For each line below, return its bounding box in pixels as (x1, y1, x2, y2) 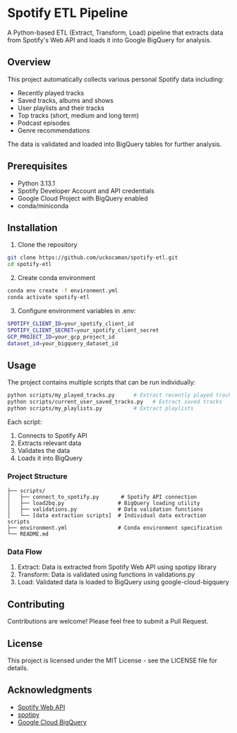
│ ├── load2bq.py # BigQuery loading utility (7, 499, 200, 507)
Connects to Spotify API (17, 431, 87, 440)
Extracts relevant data (17, 439, 82, 447)
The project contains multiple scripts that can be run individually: (7, 378, 196, 387)
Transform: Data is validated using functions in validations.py (17, 570, 195, 579)
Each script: (7, 418, 42, 426)
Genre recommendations (17, 126, 90, 135)
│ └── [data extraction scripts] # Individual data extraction (7, 512, 207, 519)
